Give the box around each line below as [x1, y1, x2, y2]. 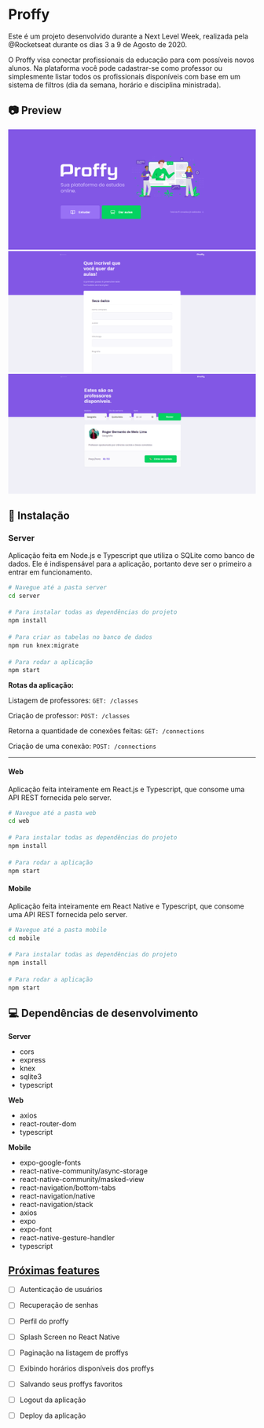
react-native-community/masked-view [19, 1174, 145, 1184]
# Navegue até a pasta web [8, 809, 97, 817]
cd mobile [8, 934, 41, 942]
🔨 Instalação [8, 509, 70, 523]
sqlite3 [19, 1071, 42, 1081]
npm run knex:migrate [8, 641, 79, 649]
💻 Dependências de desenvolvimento [8, 1007, 199, 1020]
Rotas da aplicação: [8, 681, 75, 690]
